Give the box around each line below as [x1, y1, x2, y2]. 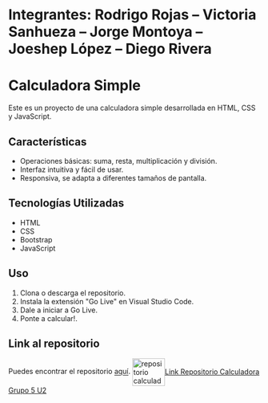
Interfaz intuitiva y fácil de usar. [19, 165, 124, 174]
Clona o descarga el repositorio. [19, 287, 126, 298]
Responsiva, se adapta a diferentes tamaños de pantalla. [19, 173, 207, 182]
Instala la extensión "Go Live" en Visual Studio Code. [19, 296, 194, 306]
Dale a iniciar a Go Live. [19, 305, 98, 315]
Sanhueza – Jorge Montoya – [8, 22, 203, 41]
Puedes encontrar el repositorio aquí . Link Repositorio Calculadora [8, 367, 260, 377]
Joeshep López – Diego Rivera [8, 40, 212, 58]
